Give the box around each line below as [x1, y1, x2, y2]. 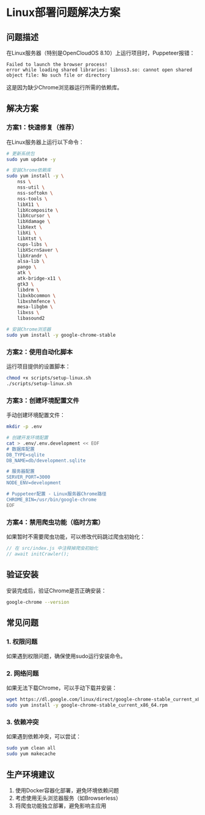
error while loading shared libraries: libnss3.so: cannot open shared [6, 67, 192, 73]
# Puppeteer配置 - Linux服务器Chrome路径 [6, 491, 107, 497]
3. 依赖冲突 [6, 718, 39, 726]
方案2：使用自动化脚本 [6, 347, 73, 356]
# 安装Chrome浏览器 [6, 326, 51, 332]
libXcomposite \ [17, 207, 59, 213]
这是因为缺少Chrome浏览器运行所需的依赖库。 [6, 84, 123, 91]
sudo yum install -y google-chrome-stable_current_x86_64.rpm [6, 702, 168, 708]
